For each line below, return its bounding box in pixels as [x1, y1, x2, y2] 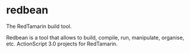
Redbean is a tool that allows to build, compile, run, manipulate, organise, [6, 34, 185, 41]
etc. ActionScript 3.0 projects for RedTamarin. [6, 40, 118, 47]
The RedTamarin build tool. [6, 23, 72, 30]
